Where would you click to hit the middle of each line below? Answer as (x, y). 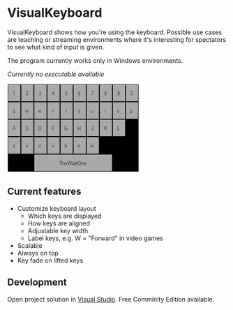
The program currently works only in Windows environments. (95, 60)
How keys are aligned (59, 223)
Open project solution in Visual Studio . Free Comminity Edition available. (111, 299)
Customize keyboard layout (57, 208)
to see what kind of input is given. (56, 47)
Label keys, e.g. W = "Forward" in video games (96, 238)
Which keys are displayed (65, 216)
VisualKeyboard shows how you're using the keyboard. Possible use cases (114, 32)
